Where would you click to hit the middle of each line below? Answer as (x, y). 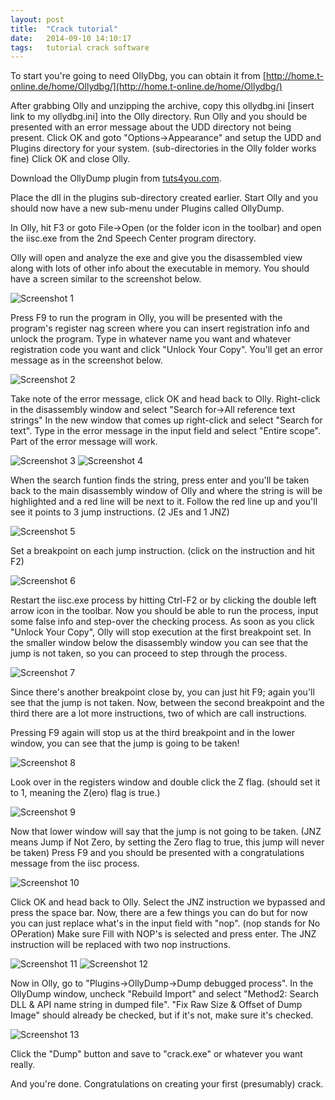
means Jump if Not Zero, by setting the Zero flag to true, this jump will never (167, 842)
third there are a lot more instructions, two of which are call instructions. (159, 713)
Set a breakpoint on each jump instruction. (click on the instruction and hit (162, 551)
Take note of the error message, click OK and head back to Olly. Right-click (165, 399)
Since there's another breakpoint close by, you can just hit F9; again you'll (162, 692)
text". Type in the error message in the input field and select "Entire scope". (165, 431)
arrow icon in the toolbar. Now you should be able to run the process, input (164, 611)
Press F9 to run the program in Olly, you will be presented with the (146, 318)
